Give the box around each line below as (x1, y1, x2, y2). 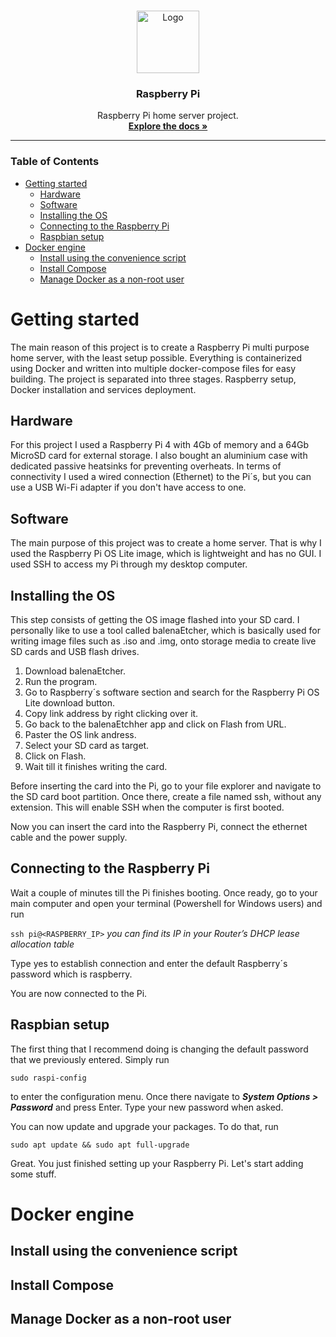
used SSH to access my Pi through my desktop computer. (10, 558, 248, 570)
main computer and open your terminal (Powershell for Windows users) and (10, 897, 323, 909)
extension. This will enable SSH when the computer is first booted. (10, 801, 285, 813)
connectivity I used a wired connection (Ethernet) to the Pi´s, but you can (10, 471, 312, 483)
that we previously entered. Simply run (10, 1053, 170, 1065)
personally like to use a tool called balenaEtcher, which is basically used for (10, 624, 321, 636)
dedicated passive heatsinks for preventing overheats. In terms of (10, 460, 282, 472)
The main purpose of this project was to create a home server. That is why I (10, 537, 322, 549)
